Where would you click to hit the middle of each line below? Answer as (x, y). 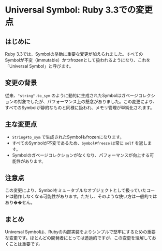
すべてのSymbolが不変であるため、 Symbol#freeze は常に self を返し (80, 143)
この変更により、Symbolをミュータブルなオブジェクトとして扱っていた (76, 190)
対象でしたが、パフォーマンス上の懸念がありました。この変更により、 (87, 101)
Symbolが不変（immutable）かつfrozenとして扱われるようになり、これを (78, 60)
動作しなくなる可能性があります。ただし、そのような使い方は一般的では (85, 196)
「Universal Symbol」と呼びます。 (39, 66)
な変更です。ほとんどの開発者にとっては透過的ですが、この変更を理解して (79, 238)
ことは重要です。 (26, 244)
